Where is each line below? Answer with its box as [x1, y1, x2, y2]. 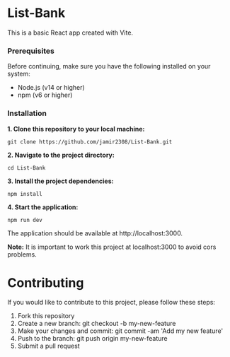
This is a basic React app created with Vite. [7, 28, 133, 37]
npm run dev [7, 216, 42, 223]
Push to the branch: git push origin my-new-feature [17, 334, 168, 343]
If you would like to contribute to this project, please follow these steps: [7, 298, 216, 307]
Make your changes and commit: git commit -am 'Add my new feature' [17, 327, 224, 335]
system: [7, 69, 30, 78]
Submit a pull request [17, 341, 80, 351]
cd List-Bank [7, 164, 46, 171]
